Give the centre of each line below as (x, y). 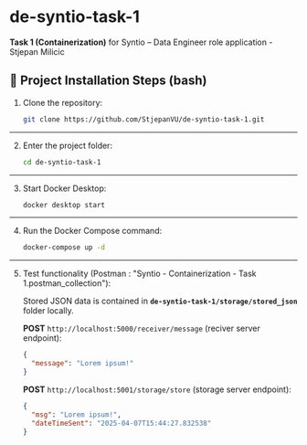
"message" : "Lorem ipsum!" (83, 364)
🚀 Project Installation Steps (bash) (108, 81)
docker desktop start (64, 205)
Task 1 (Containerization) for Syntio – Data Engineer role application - (141, 42)
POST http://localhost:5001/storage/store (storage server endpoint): (157, 389)
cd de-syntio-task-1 (62, 162)
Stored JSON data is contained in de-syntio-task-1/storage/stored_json (160, 301)
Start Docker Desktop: (64, 188)
